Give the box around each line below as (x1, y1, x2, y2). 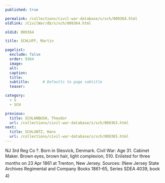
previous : (5, 111, 26, 116)
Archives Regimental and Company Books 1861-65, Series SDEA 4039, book (5, 166, 160, 172)
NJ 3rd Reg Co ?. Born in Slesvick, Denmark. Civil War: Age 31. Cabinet (5, 147, 149, 153)
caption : (9, 70, 28, 75)
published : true (5, 7, 38, 12)
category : (5, 93, 26, 98)
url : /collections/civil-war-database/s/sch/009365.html (9, 134, 129, 139)
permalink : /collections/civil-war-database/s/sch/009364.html (5, 16, 138, 21)
